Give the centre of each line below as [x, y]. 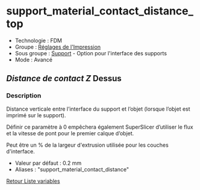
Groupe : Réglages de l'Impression [58, 47]
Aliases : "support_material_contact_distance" [72, 169]
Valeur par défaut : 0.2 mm [48, 163]
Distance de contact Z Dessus [64, 78]
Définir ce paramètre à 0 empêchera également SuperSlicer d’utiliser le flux [100, 127]
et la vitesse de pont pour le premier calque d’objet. [70, 133]
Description [24, 96]
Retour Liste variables [33, 181]
